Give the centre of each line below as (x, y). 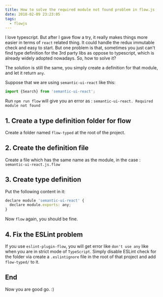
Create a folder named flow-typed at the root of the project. (65, 132)
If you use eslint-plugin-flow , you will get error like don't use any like (77, 246)
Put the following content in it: (35, 191)
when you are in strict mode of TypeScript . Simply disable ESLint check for (81, 252)
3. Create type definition (43, 180)
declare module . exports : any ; (40, 205)
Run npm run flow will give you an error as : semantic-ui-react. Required (79, 101)
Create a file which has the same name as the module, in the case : (73, 160)
